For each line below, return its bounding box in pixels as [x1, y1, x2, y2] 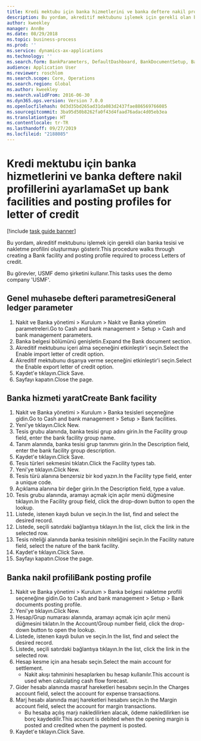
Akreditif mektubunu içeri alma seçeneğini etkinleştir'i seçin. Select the [15, 344, 188, 351]
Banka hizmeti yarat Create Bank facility [7, 393, 157, 404]
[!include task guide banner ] [7, 227, 76, 234]
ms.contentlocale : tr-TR [7, 120, 69, 126]
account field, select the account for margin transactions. [15, 703, 157, 710]
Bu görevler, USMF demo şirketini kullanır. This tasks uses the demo [7, 270, 172, 277]
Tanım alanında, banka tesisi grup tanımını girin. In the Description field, [15, 441, 190, 448]
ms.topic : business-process [7, 36, 77, 42]
